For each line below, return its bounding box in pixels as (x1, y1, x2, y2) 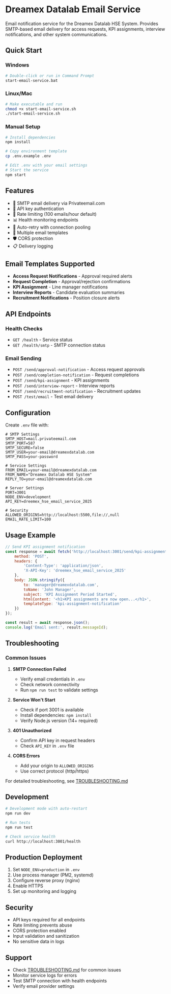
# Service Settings (5, 463, 47, 468)
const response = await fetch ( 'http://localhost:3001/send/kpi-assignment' (5, 549, 169, 554)
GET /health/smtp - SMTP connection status (12, 342, 106, 348)
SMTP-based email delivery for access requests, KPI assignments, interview (5, 26, 165, 32)
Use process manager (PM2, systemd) (12, 872, 94, 878)
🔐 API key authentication (12, 206, 65, 212)
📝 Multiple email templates (12, 229, 69, 236)
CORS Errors (12, 753, 40, 759)
